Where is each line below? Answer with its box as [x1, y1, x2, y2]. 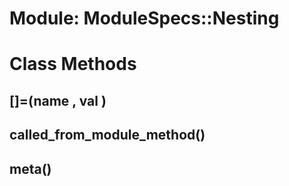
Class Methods [9, 53, 137, 76]
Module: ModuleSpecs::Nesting [9, 7, 280, 30]
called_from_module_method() [9, 127, 206, 144]
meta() [9, 160, 52, 177]
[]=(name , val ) [9, 92, 107, 109]
